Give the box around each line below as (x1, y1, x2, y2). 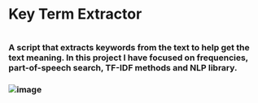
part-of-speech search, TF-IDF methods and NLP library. (8, 62, 238, 74)
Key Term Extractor (8, 5, 142, 24)
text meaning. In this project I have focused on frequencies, (8, 52, 248, 63)
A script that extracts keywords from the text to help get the (8, 42, 250, 54)
